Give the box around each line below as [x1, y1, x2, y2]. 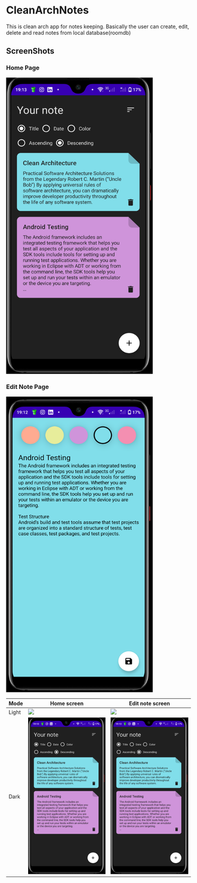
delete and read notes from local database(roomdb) [6, 29, 131, 36]
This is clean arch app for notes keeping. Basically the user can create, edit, [6, 23, 189, 30]
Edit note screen [128, 699, 170, 707]
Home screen [50, 699, 84, 707]
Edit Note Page [6, 383, 49, 391]
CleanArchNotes [6, 4, 89, 17]
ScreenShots [6, 46, 55, 56]
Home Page [6, 64, 40, 72]
